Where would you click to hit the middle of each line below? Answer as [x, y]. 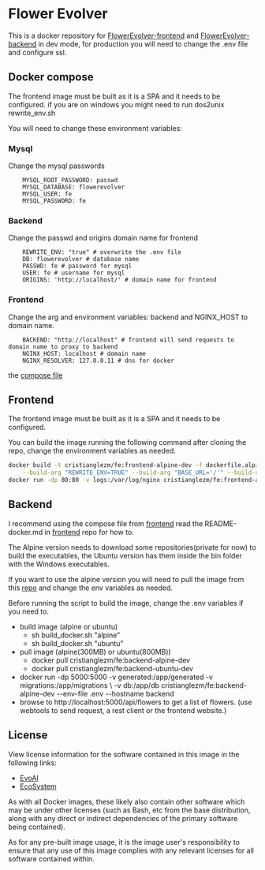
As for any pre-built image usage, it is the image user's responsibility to [124, 842]
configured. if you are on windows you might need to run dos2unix [116, 104]
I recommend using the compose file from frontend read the [106, 523]
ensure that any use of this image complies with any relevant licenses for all [131, 850]
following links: [32, 763]
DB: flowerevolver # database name [81, 260]
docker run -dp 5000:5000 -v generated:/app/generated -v [116, 677]
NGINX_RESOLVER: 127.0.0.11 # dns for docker [99, 360]
